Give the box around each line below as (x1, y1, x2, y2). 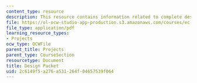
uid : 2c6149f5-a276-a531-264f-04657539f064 (6, 68, 114, 74)
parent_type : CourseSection (6, 52, 75, 58)
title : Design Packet (6, 63, 59, 69)
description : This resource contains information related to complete (6, 14, 182, 20)
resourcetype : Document (6, 57, 64, 63)
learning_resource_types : (6, 30, 69, 36)
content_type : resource (6, 8, 64, 15)
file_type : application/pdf (6, 25, 75, 31)
